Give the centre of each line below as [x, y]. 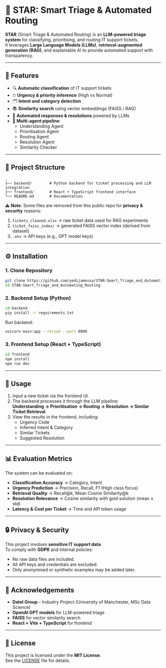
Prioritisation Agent [39, 131]
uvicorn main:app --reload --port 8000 [46, 332]
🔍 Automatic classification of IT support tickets [62, 88]
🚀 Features [22, 76]
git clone [15, 281]
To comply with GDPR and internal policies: [49, 549]
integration [17, 187]
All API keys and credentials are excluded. [55, 564]
